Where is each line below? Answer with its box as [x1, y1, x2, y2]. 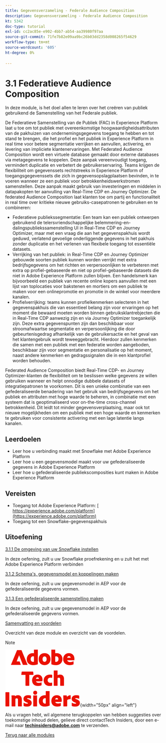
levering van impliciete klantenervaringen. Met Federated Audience [5, 146, 143, 152]
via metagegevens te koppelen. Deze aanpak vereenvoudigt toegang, [5, 157, 148, 163]
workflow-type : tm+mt [5, 40, 50, 45]
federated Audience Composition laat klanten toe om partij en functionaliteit [5, 194, 161, 200]
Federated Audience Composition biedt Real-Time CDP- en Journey [5, 367, 144, 373]
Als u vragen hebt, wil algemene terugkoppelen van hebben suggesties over [5, 712, 162, 718]
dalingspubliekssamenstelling [12, 225, 73, 231]
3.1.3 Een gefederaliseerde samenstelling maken [5, 595, 104, 602]
